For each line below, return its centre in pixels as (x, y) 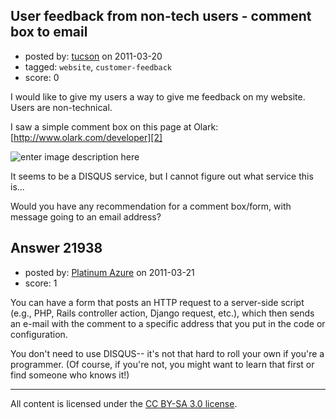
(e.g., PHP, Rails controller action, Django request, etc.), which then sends (162, 313)
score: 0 (42, 77)
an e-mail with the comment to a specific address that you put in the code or (168, 323)
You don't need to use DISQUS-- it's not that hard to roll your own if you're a (167, 353)
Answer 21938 (56, 248)
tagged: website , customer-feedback (98, 66)
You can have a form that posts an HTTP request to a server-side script (157, 302)
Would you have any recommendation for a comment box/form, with (151, 206)
